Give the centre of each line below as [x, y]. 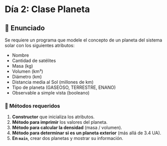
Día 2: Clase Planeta [47, 9]
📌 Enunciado [25, 28]
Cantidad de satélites [34, 61]
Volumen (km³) [27, 71]
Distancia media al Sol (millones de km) [53, 82]
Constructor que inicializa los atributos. [53, 117]
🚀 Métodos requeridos [32, 106]
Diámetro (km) [27, 77]
